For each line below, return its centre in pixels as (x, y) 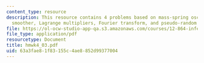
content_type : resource (36, 12)
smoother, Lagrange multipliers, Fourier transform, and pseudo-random (104, 23)
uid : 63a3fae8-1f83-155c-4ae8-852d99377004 (62, 51)
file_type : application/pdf (42, 34)
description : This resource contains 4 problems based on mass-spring (97, 17)
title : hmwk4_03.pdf (32, 46)
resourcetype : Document (36, 40)
